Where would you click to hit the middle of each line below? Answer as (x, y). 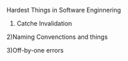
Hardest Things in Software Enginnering (64, 10)
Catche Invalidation (44, 23)
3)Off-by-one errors (35, 50)
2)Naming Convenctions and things (57, 37)
